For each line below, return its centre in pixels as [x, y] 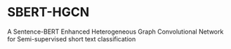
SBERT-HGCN [48, 12]
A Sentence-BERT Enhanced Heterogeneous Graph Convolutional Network [115, 31]
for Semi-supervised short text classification [72, 38]
